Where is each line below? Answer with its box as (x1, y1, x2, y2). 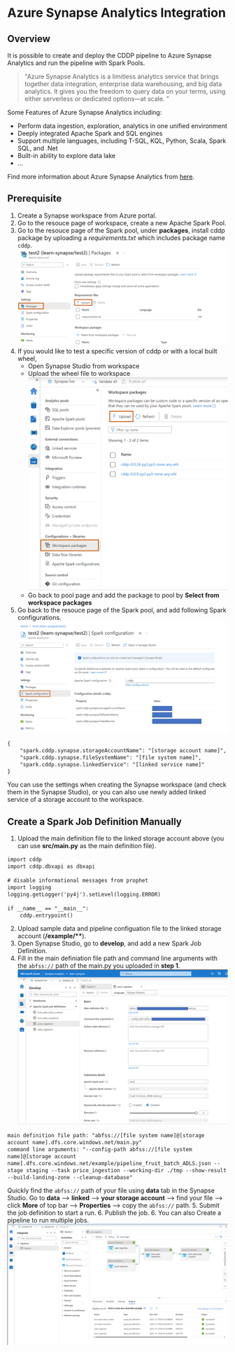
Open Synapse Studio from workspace (27, 362, 140, 370)
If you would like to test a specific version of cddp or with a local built (17, 347, 218, 355)
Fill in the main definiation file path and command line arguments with (17, 954, 218, 962)
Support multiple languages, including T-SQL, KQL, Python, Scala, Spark (17, 136, 227, 145)
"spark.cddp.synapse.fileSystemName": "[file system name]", (20, 754, 201, 761)
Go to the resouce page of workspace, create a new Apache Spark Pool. (17, 218, 227, 227)
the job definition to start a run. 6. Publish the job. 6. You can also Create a (7, 1209, 222, 1217)
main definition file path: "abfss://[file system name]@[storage (7, 1132, 205, 1139)
